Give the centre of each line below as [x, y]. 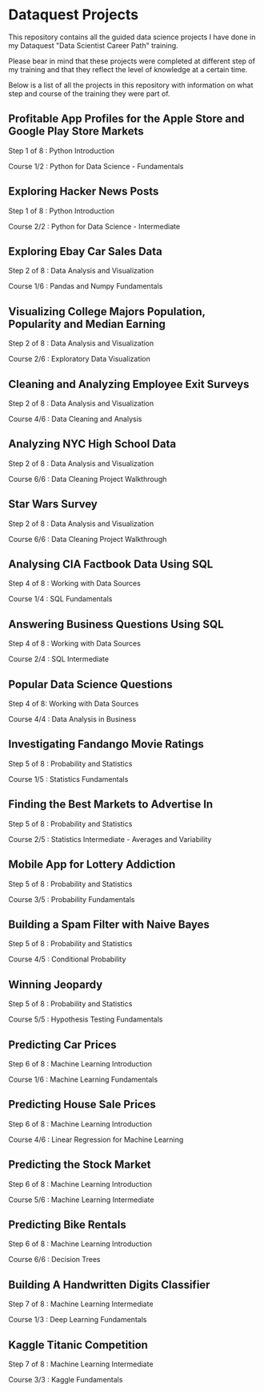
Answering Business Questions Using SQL [116, 624]
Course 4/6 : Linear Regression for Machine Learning [96, 1139]
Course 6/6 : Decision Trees [55, 1260]
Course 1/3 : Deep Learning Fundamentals [78, 1320]
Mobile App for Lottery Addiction [92, 865]
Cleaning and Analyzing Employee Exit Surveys [129, 384]
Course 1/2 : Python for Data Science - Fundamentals [96, 166]
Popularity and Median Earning [87, 324]
